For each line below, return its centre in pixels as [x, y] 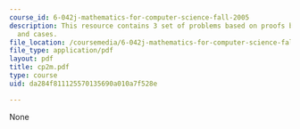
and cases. [37, 34]
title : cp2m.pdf [39, 68]
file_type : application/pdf [62, 51]
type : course [33, 76]
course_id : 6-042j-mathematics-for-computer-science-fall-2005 [129, 17]
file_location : [37, 42]
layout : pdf [31, 59]
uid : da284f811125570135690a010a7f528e [83, 84]
